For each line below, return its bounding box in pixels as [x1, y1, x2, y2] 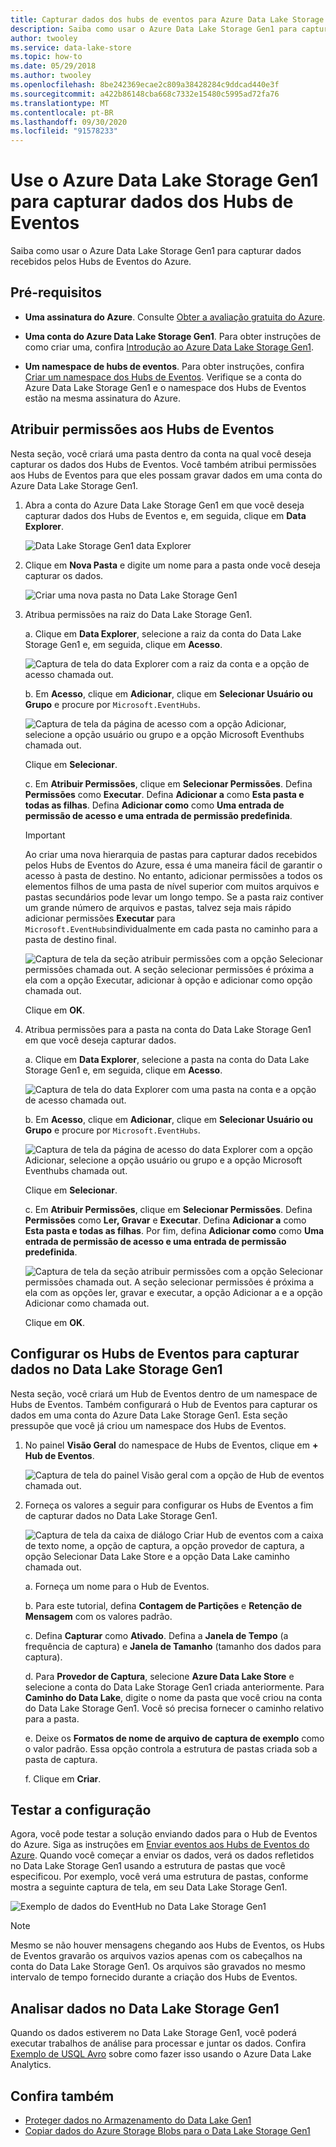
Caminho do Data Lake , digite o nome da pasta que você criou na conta [24, 1691, 323, 1703]
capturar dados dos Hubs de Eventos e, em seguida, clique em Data [24, 509, 307, 521]
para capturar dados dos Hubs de [10, 191, 294, 213]
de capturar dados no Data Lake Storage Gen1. [24, 1509, 218, 1521]
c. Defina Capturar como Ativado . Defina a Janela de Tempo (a [24, 1629, 289, 1641]
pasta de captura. [24, 1753, 98, 1765]
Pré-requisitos [10, 284, 103, 301]
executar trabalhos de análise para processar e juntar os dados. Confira [10, 2037, 307, 2050]
